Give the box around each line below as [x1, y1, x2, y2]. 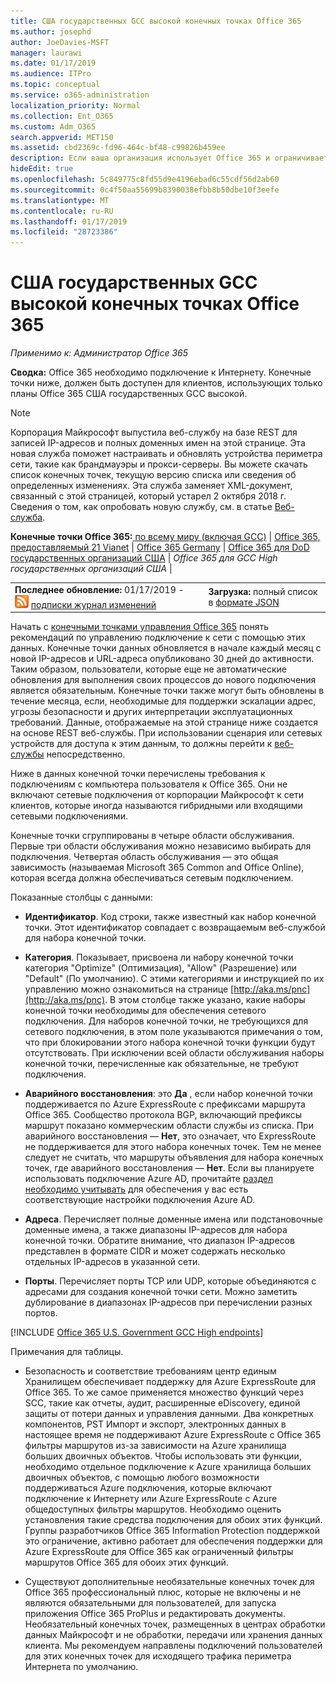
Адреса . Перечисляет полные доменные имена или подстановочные [24, 1213, 323, 1225]
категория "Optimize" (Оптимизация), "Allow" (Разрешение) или [24, 962, 297, 974]
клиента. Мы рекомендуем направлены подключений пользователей [24, 1640, 323, 1652]
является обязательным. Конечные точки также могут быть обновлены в [10, 685, 325, 697]
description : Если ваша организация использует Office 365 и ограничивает [10, 153, 329, 164]
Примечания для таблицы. [10, 1346, 124, 1358]
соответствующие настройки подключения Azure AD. [24, 1194, 255, 1206]
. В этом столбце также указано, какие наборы [104, 994, 306, 1006]
